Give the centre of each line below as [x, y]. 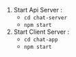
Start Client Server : [41, 32]
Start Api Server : [38, 10]
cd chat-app [41, 40]
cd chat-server [45, 18]
